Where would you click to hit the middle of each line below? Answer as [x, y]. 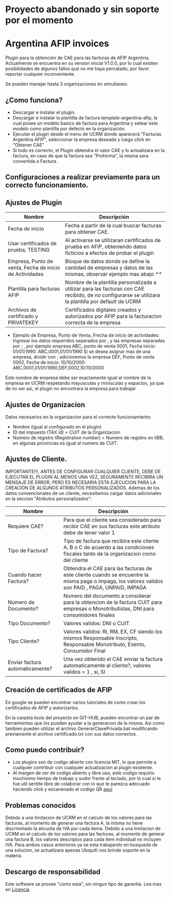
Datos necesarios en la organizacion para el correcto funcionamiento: [78, 417]
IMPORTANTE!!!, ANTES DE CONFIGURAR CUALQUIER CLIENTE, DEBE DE [83, 471]
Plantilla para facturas [34, 289]
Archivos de [22, 310]
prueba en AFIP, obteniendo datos [106, 247]
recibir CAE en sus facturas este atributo [112, 526]
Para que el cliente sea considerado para [112, 520]
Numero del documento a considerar [107, 596]
